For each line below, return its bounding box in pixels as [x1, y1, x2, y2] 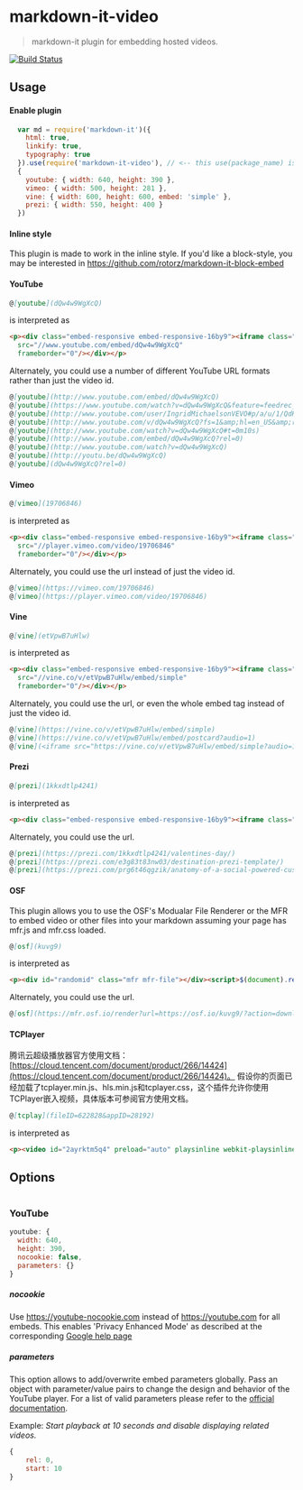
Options [9, 1170, 56, 1185]
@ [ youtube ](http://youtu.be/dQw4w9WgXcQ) [9, 451, 168, 461]
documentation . [9, 1403, 69, 1413]
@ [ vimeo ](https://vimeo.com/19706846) [9, 584, 155, 593]
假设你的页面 [237, 1071, 286, 1081]
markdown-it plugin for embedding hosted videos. [31, 36, 218, 47]
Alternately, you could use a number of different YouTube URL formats [9, 365, 271, 376]
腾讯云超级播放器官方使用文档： [9, 1050, 128, 1061]
